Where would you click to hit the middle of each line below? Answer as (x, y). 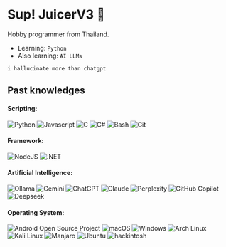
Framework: (26, 141)
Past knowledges (46, 91)
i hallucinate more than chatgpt (57, 68)
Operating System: (36, 212)
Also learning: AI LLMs (50, 56)
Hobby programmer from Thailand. (58, 34)
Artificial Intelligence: (40, 173)
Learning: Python (42, 48)
